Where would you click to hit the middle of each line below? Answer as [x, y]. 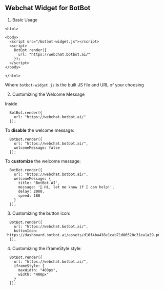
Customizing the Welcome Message [48, 94]
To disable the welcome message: [40, 130]
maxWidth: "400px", [38, 270]
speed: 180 [29, 196]
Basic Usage [25, 20]
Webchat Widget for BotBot [48, 8]
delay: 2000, [31, 191]
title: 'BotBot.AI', [39, 183]
